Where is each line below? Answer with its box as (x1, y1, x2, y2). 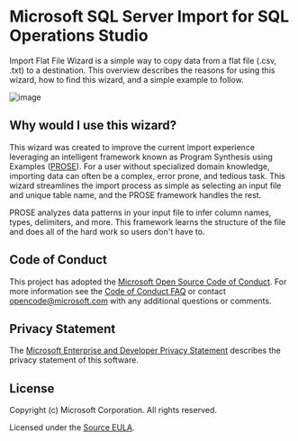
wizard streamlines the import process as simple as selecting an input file (9, 180, 282, 191)
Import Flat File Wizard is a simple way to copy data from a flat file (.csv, (9, 55, 277, 66)
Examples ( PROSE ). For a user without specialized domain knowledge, (9, 160, 270, 172)
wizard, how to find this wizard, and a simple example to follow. (9, 74, 245, 85)
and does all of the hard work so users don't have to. (9, 226, 205, 237)
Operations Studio (9, 25, 149, 46)
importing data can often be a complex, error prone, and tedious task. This (9, 170, 285, 181)
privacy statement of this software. (9, 355, 140, 365)
